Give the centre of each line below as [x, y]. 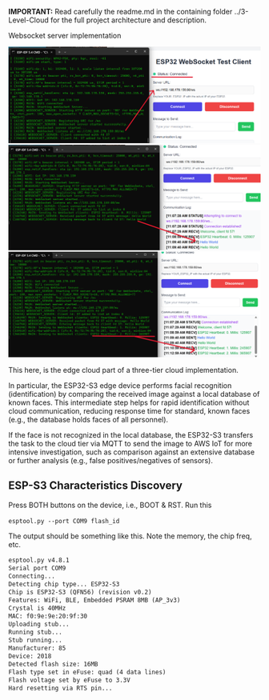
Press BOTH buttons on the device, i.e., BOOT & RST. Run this [110, 505]
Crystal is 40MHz [37, 608]
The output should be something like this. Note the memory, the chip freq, [130, 536]
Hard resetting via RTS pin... [60, 688]
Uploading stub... [39, 624]
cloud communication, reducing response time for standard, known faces [129, 410]
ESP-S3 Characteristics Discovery [95, 486]
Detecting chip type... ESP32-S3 [64, 584]
